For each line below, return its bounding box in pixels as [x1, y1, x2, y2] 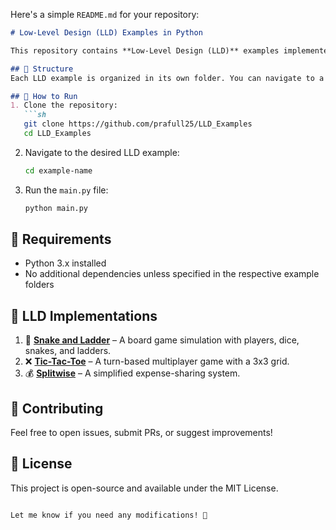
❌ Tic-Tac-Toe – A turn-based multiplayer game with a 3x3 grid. [24, 355, 290, 368]
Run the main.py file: [24, 184, 109, 196]
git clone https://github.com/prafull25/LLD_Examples [23, 119, 253, 129]
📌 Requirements [10, 231, 112, 248]
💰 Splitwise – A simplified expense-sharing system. [24, 367, 241, 379]
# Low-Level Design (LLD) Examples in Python [10, 28, 203, 38]
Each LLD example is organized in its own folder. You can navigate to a [10, 73, 325, 83]
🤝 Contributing [10, 400, 104, 417]
